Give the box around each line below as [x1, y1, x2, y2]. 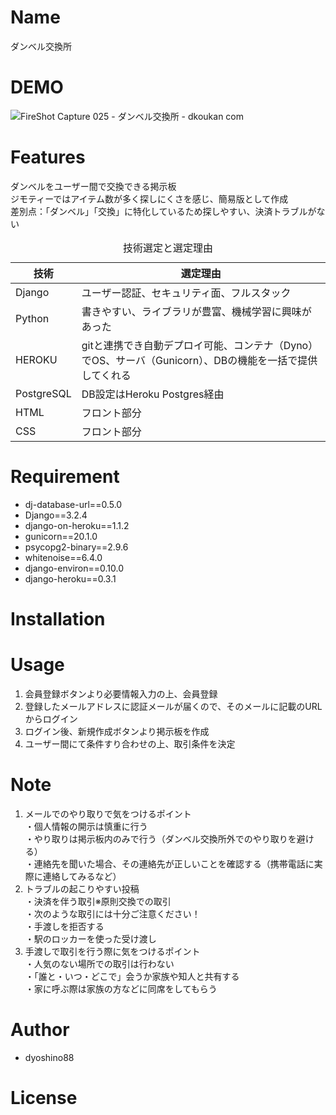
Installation [10, 607, 106, 630]
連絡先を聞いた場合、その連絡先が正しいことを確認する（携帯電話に [33, 857, 315, 870]
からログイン [24, 712, 78, 725]
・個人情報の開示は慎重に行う [24, 820, 148, 832]
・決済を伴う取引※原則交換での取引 [24, 895, 172, 907]
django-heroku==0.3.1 [24, 572, 117, 585]
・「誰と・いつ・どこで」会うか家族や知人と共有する [24, 970, 240, 982]
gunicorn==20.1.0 [24, 530, 98, 542]
